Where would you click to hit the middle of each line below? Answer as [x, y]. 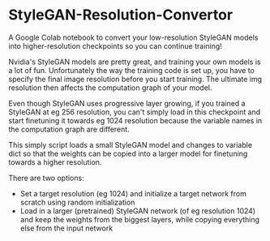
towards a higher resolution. [55, 162]
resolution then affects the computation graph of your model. [110, 88]
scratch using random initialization [77, 202]
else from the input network [66, 228]
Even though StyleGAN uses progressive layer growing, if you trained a [127, 103]
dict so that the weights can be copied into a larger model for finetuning [128, 153]
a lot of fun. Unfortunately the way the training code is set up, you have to [132, 70]
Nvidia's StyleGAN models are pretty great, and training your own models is [135, 62]
